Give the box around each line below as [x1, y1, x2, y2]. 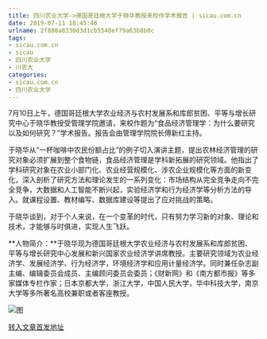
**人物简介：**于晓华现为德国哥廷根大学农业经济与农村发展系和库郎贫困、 [8, 239, 253, 248]
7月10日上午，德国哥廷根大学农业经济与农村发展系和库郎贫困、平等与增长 [8, 108, 250, 118]
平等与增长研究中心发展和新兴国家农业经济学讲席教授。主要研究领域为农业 [8, 248, 252, 259]
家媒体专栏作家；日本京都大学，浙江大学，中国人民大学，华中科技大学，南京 [8, 279, 259, 288]
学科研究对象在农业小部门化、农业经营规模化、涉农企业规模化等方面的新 [8, 165, 245, 175]
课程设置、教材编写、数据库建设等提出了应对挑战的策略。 [29, 195, 217, 205]
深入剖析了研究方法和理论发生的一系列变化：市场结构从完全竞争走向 [21, 175, 245, 185]
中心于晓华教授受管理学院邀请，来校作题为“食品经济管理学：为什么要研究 [14, 119, 256, 128]
